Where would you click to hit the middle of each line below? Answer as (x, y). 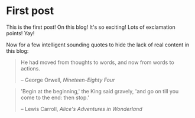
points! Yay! (20, 33)
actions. (30, 68)
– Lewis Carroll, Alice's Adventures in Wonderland (82, 109)
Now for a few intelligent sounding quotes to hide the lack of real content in (98, 45)
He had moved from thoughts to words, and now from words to (97, 62)
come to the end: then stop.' (55, 97)
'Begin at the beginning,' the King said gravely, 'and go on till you (100, 91)
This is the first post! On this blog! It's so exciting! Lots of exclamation (91, 27)
